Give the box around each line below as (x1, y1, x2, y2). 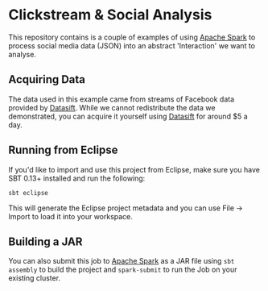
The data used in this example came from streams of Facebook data (8, 94, 235, 104)
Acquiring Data (8, 73, 86, 86)
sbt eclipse (8, 189, 48, 197)
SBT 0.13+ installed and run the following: (8, 173, 146, 183)
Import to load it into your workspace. (8, 211, 133, 221)
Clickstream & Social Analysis (8, 6, 212, 24)
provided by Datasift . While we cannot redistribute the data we (8, 102, 216, 112)
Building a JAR (8, 235, 83, 248)
